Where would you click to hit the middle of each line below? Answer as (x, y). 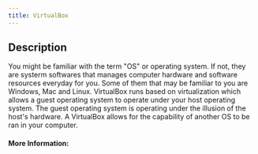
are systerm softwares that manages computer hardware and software (123, 75)
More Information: (39, 144)
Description (37, 48)
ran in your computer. (43, 125)
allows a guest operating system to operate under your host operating (122, 100)
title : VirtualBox (38, 15)
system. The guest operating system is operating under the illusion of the (127, 108)
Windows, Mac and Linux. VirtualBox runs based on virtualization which (125, 92)
